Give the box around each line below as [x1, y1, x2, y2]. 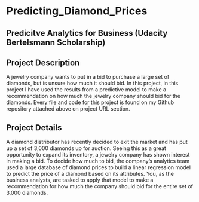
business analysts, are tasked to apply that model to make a [6, 176, 154, 183]
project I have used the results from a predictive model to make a [6, 86, 166, 93]
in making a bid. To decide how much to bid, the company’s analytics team [6, 157, 190, 165]
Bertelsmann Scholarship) [6, 37, 106, 47]
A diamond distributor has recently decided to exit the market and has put [6, 139, 188, 146]
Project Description [6, 57, 80, 68]
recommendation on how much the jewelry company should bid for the [6, 93, 181, 100]
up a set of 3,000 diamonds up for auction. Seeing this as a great [6, 145, 166, 152]
